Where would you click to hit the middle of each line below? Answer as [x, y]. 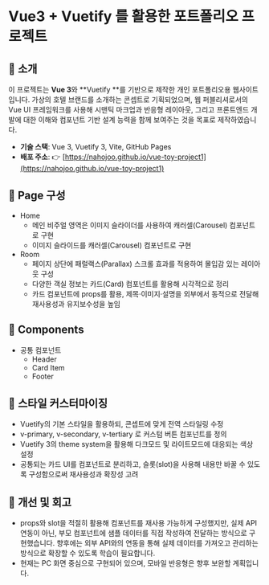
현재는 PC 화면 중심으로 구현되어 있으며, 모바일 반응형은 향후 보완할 [125, 563]
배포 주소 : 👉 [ [43, 157]
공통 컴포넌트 [41, 350]
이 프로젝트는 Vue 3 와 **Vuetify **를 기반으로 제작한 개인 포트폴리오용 [120, 90]
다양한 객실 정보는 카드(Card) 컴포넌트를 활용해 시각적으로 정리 [130, 284]
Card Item [49, 367]
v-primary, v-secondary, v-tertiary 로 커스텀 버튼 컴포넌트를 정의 [123, 434]
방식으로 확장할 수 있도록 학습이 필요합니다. [88, 553]
